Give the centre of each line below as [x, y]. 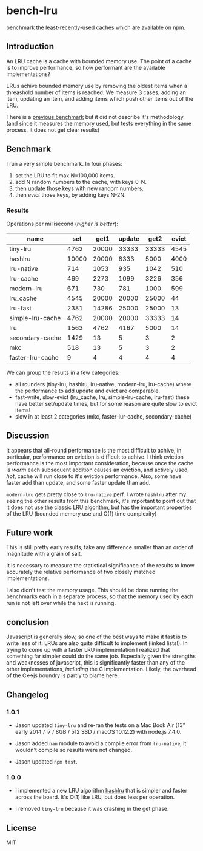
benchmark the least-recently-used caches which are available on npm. [96, 27]
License [22, 828]
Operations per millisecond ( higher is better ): [62, 224]
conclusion [28, 622]
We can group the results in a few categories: [63, 372]
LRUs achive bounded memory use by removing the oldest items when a [97, 86]
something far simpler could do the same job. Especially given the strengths [101, 656]
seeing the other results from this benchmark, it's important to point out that [101, 501]
